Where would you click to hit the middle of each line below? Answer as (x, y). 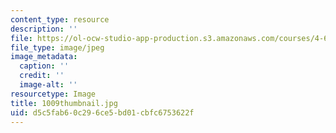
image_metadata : (44, 57)
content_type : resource (60, 19)
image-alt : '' (48, 85)
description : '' (44, 29)
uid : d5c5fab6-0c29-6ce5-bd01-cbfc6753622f (102, 112)
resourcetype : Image (53, 94)
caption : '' (44, 66)
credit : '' (42, 76)
